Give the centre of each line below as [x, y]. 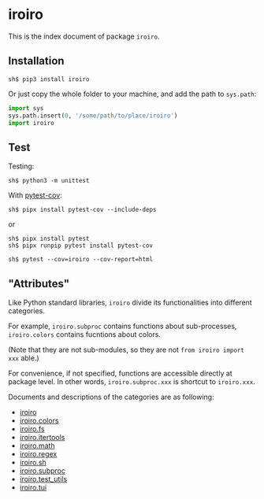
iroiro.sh [33, 462]
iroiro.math [37, 445]
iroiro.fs [32, 429]
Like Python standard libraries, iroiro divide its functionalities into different [130, 302]
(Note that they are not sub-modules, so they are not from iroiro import [126, 349]
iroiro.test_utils [43, 479]
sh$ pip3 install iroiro [49, 79]
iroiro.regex [38, 454]
